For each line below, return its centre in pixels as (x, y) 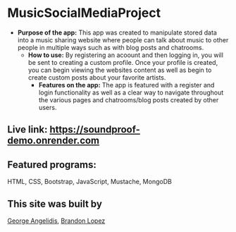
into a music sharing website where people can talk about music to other (123, 39)
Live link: (27, 129)
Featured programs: (52, 165)
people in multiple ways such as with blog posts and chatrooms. (111, 47)
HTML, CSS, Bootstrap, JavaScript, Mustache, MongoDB (90, 182)
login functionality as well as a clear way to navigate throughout (131, 92)
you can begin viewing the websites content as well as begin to (120, 70)
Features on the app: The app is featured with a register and (126, 85)
